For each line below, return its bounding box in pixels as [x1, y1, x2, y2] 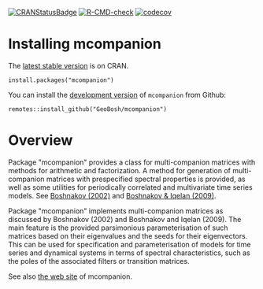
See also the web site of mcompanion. [8, 272, 132, 281]
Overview [8, 132, 73, 150]
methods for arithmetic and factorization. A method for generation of [8, 165, 231, 175]
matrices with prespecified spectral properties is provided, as [46, 174, 246, 183]
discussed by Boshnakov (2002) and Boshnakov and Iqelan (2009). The [8, 214, 242, 224]
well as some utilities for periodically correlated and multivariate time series [8, 182, 254, 192]
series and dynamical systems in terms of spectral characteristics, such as [8, 248, 250, 258]
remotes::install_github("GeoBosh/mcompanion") [8, 105, 168, 113]
